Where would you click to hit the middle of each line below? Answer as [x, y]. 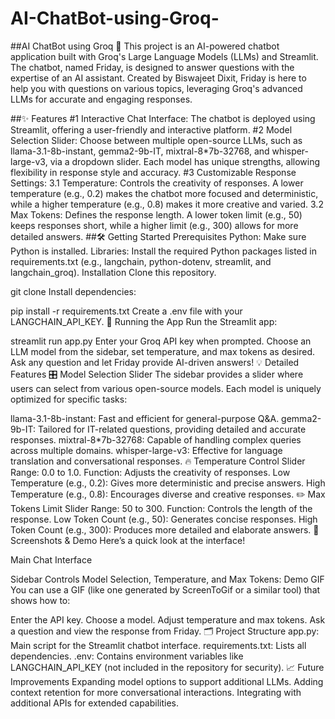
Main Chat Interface [51, 559]
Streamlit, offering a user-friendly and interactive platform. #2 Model [151, 129]
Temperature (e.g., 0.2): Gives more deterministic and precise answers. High [168, 483]
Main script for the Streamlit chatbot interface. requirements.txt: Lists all [158, 645]
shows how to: [40, 600]
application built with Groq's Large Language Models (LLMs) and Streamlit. [164, 56]
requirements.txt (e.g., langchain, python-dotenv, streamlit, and [141, 261]
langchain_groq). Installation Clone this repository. [113, 272]
